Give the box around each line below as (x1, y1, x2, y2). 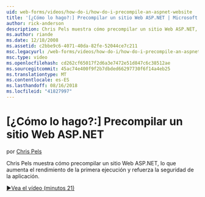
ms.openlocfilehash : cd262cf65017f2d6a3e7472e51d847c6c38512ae (6, 60, 171, 66)
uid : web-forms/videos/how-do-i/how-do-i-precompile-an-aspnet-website (6, 9, 192, 15)
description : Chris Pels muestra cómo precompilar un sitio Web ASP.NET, (6, 26, 198, 32)
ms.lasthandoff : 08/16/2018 (6, 83, 78, 89)
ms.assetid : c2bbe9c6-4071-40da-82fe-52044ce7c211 (6, 43, 138, 49)
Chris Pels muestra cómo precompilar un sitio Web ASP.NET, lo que (6, 159, 176, 167)
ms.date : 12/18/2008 (6, 37, 59, 43)
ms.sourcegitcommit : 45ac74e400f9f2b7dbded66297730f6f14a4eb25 (6, 65, 171, 72)
